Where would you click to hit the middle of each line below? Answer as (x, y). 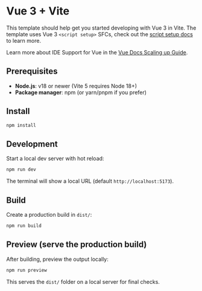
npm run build (24, 225)
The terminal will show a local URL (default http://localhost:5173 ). (90, 181)
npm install (21, 125)
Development (32, 144)
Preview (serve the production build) (77, 245)
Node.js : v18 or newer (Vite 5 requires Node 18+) (76, 86)
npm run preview (27, 270)
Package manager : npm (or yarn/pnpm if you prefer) (80, 92)
